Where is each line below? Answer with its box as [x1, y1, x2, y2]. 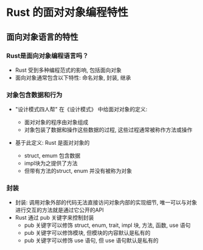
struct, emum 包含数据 [24, 152, 81, 159]
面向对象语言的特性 [6, 32, 78, 42]
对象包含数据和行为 [6, 91, 63, 99]
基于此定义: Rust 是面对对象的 [15, 139, 90, 147]
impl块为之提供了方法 [24, 159, 78, 167]
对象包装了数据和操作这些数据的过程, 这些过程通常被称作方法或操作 [24, 126, 193, 134]
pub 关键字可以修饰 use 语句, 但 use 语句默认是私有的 [24, 237, 159, 244]
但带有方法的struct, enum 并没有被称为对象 [24, 167, 132, 175]
